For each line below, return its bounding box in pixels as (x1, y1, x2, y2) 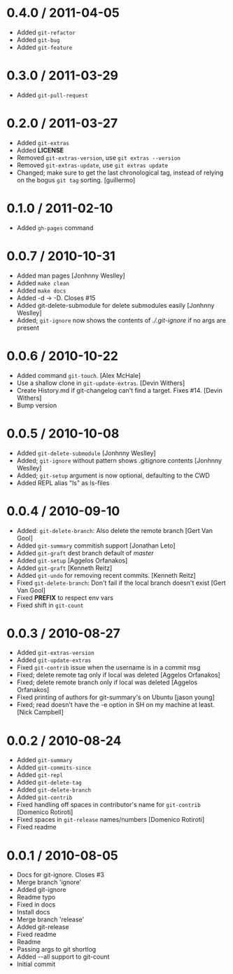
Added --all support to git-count (16, 952, 110, 961)
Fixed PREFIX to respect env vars (16, 593, 113, 602)
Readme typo (16, 893, 56, 902)
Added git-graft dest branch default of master (16, 548, 154, 557)
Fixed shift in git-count (16, 601, 84, 609)
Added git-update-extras (16, 656, 92, 664)
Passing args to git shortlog (16, 945, 97, 954)
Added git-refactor (16, 28, 76, 36)
